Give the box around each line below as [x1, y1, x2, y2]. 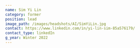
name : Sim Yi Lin [5, 7, 41, 12]
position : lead [5, 16, 37, 21]
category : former [5, 12, 41, 17]
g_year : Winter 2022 [5, 35, 48, 40]
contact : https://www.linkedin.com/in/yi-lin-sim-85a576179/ [5, 26, 135, 31]
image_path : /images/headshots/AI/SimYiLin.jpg [5, 21, 106, 26]
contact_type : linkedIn [5, 30, 55, 35]
